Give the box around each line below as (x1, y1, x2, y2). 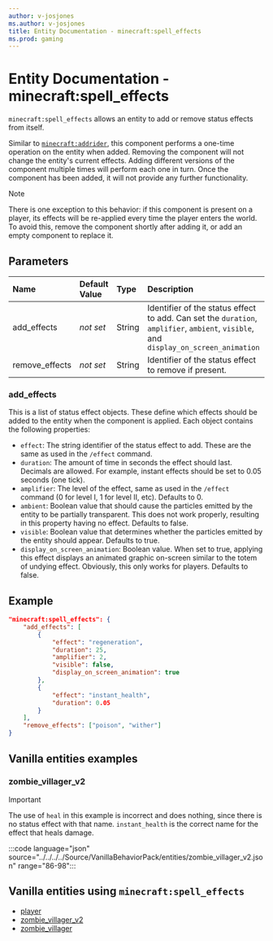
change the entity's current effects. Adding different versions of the (8, 156, 235, 165)
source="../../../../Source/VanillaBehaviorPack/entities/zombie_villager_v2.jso (8, 852, 263, 862)
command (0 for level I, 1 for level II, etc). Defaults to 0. (19, 492, 204, 502)
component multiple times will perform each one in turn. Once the (8, 165, 229, 174)
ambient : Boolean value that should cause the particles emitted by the (19, 501, 253, 511)
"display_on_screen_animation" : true (51, 669, 180, 677)
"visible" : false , (51, 661, 115, 669)
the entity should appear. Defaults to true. (19, 535, 160, 546)
